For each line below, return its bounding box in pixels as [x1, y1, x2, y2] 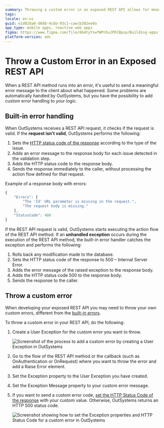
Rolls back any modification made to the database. [12, 251, 114, 257]
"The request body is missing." [22, 204, 89, 209]
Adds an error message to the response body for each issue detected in [12, 150, 157, 156]
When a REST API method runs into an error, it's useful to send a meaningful [5, 82, 159, 88]
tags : [5, 12, 16, 17]
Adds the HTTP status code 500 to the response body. [12, 272, 123, 278]
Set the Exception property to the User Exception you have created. [12, 373, 148, 379]
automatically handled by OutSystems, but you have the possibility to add [5, 93, 153, 99]
